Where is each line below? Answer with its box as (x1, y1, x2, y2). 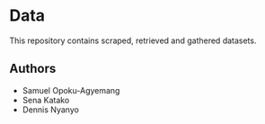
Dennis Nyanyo (22, 104, 79, 115)
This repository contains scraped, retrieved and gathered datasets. (9, 35, 257, 46)
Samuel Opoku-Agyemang (22, 84, 120, 95)
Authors (9, 61, 57, 76)
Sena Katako (22, 94, 70, 105)
